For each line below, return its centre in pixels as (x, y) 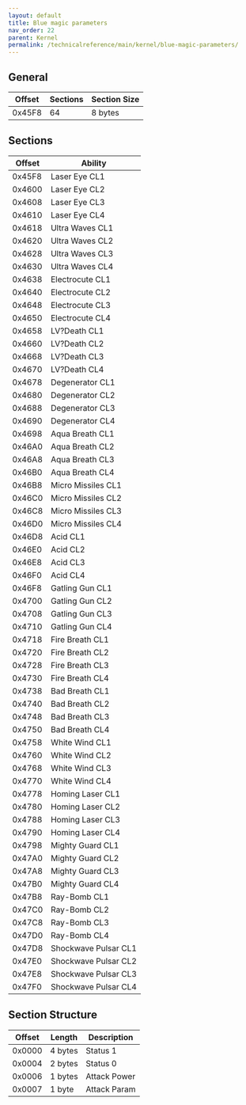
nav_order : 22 (32, 30)
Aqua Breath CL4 (82, 472)
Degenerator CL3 (83, 408)
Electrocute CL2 (80, 292)
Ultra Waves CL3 (82, 253)
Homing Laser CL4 (85, 832)
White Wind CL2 (81, 755)
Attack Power (111, 1076)
